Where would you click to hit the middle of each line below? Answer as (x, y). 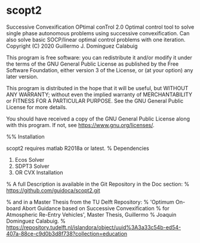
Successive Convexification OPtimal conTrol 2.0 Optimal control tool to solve (100, 27)
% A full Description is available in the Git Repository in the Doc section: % (98, 184)
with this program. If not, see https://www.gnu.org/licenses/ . (80, 125)
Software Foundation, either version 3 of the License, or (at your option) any (100, 70)
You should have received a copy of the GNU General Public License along (98, 119)
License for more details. (37, 107)
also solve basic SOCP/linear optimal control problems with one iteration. (96, 39)
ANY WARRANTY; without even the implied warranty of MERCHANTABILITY (99, 94)
